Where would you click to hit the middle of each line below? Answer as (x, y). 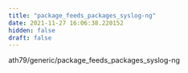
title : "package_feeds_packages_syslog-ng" (82, 15)
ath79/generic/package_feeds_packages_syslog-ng (94, 60)
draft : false (30, 38)
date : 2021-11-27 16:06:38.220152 (66, 23)
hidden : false (32, 30)
